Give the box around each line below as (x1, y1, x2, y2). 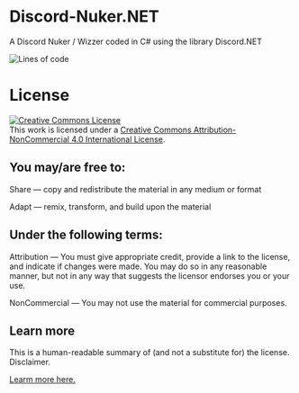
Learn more (9, 323, 76, 338)
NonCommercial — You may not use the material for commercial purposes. (9, 297, 287, 308)
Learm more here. (9, 374, 77, 385)
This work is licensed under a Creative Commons (9, 124, 192, 135)
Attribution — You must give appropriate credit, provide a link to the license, (9, 251, 291, 262)
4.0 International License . (71, 133, 166, 145)
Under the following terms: (9, 228, 164, 243)
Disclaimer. (9, 357, 51, 368)
